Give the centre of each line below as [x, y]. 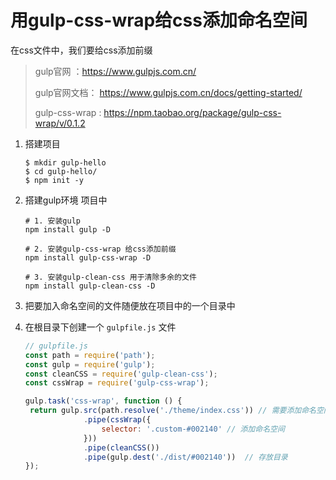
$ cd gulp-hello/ [61, 171]
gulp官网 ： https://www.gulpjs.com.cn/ [115, 71]
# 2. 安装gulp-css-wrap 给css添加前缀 [100, 249]
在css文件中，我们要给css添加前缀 [81, 50]
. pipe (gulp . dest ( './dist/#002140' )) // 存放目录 [185, 457]
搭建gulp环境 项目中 [66, 200]
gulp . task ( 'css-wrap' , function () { [103, 401]
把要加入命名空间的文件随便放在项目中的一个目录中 [130, 305]
